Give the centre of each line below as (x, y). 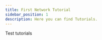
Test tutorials (19, 33)
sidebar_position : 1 (27, 14)
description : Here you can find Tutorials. (52, 19)
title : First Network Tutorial (38, 10)
